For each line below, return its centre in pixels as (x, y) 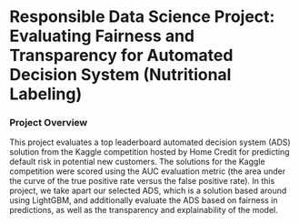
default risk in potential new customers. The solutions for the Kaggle (137, 162)
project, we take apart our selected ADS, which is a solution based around (148, 191)
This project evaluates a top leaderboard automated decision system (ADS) (150, 142)
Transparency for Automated (121, 56)
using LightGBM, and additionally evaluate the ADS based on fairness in (144, 200)
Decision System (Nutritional (120, 75)
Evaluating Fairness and (102, 36)
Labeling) (46, 94)
